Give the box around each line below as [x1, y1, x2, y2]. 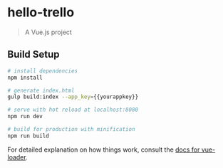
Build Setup [7, 48, 60, 61]
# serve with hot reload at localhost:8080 [7, 106, 139, 114]
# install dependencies [7, 67, 78, 75]
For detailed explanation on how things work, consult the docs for [7, 145, 200, 154]
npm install [7, 74, 43, 81]
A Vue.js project [24, 28, 73, 36]
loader [7, 152, 26, 161]
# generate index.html [7, 87, 75, 94]
